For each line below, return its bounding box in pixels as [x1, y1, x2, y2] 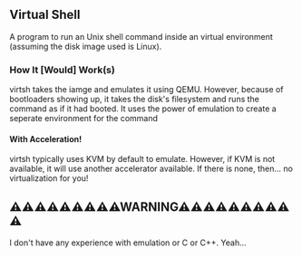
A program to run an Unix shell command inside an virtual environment [9, 31, 274, 42]
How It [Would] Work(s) [9, 63, 115, 76]
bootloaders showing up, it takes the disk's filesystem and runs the [9, 94, 260, 105]
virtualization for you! [9, 173, 89, 184]
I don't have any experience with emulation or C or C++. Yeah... [9, 237, 247, 248]
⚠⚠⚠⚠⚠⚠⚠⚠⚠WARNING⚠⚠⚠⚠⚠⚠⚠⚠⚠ [9, 199, 290, 214]
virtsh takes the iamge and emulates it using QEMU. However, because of [9, 84, 284, 95]
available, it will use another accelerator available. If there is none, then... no [9, 163, 293, 175]
